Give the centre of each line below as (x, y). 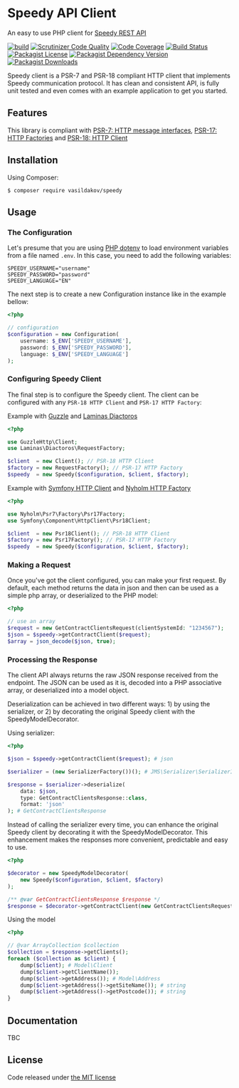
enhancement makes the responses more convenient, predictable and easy (118, 840)
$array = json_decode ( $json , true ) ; (62, 641)
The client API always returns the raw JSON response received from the (113, 675)
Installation (33, 161)
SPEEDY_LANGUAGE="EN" (39, 281)
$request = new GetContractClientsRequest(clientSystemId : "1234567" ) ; (116, 628)
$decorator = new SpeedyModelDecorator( (68, 874)
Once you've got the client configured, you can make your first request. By (117, 580)
